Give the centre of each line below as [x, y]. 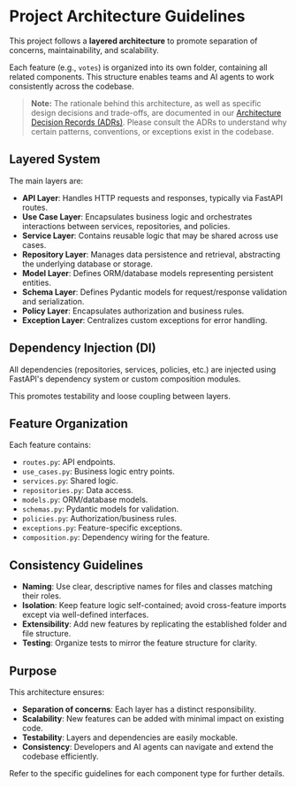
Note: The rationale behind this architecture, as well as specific [146, 103]
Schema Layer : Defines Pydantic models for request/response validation [154, 292]
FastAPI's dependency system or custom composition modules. [125, 379]
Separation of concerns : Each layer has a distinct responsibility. [139, 709]
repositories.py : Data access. [78, 490]
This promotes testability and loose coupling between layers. [120, 396]
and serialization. [53, 301]
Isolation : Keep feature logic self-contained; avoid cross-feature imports [154, 606]
